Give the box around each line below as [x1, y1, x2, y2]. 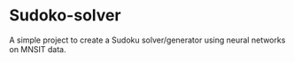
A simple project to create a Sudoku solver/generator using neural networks [9, 35, 286, 45]
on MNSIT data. [9, 43, 66, 54]
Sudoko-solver [9, 5, 121, 26]
